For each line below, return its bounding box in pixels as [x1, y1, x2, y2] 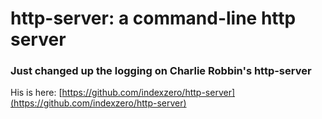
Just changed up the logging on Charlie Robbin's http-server [10, 64, 312, 78]
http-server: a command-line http [10, 7, 297, 30]
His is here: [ [10, 87, 63, 99]
